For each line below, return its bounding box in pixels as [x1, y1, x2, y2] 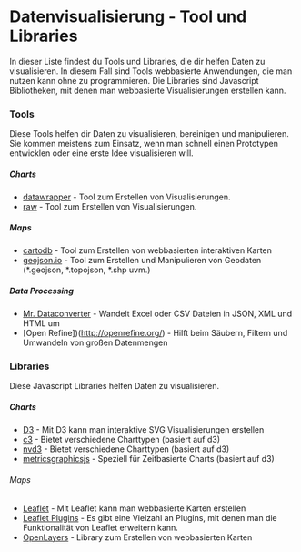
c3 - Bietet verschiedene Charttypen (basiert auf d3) [22, 434, 221, 445]
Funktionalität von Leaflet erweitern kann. [22, 522, 179, 533]
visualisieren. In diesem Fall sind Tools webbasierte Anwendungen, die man [9, 66, 293, 77]
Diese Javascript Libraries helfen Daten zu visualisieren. [9, 381, 220, 392]
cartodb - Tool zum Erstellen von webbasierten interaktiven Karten [22, 245, 273, 256]
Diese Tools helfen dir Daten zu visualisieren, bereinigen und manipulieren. [9, 128, 289, 139]
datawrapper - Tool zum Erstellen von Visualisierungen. [22, 191, 231, 202]
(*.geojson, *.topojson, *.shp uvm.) [22, 264, 151, 275]
